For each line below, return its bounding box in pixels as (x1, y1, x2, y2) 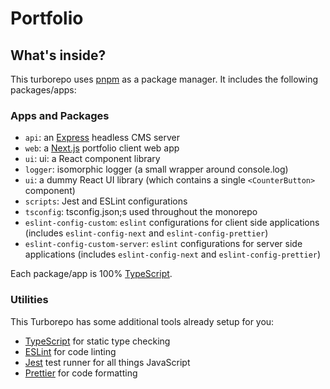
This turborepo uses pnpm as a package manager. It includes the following (10, 73, 319, 85)
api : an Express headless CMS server (24, 132, 181, 144)
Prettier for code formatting (24, 367, 138, 379)
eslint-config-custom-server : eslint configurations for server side (24, 238, 303, 250)
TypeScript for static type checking (24, 335, 171, 347)
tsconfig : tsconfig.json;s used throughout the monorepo (24, 206, 258, 218)
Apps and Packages (10, 108, 110, 122)
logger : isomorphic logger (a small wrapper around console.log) (24, 163, 289, 176)
